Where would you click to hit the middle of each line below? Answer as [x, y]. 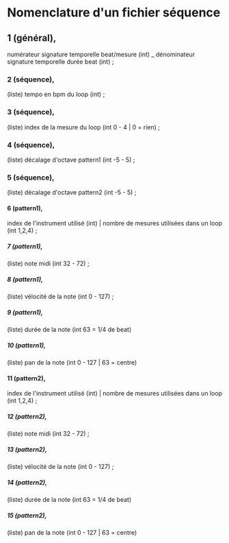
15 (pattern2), [27, 515]
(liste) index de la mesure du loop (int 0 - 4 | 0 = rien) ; [84, 127]
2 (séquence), [31, 79]
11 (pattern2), [26, 378]
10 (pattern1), [27, 345]
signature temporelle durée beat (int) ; [60, 62]
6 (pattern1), [25, 208]
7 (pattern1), [25, 246]
